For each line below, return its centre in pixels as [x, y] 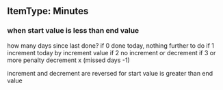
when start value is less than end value [73, 31]
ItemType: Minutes [48, 11]
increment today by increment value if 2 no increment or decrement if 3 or [112, 52]
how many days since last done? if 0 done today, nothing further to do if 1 [110, 45]
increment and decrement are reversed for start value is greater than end [110, 73]
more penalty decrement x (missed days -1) [68, 60]
